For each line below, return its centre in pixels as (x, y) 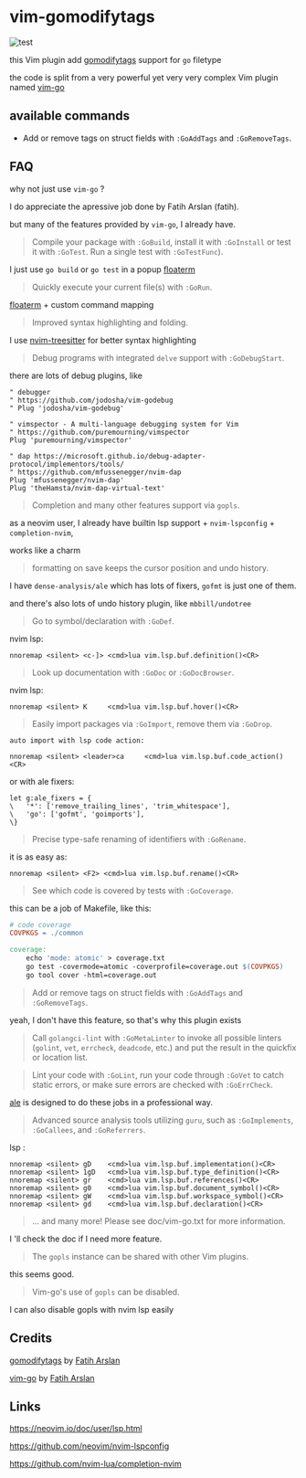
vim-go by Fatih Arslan (52, 1378)
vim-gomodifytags (82, 17)
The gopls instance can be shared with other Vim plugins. (140, 1256)
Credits (31, 1339)
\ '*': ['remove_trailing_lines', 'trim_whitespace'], (120, 806)
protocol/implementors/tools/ (67, 464)
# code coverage (40, 924)
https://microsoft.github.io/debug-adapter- (120, 456)
